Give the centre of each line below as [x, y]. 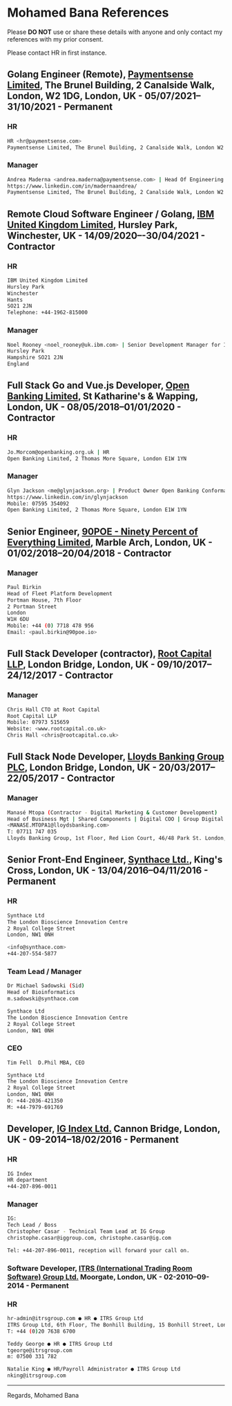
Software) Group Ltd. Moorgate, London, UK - [85, 1277]
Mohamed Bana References [88, 13]
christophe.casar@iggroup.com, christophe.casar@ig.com [89, 1238]
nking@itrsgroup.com [37, 1376]
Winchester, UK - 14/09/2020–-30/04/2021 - [106, 236]
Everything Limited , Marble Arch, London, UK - [110, 542]
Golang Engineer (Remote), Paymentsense [100, 74]
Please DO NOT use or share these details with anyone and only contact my [115, 32]
